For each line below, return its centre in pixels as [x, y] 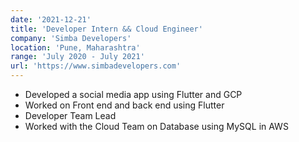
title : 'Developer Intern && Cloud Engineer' [106, 29]
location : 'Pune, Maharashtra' [75, 47]
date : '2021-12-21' [51, 19]
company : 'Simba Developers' [71, 38]
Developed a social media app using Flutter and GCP [133, 94]
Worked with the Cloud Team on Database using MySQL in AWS [156, 126]
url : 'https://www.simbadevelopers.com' [96, 66]
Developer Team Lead [70, 115]
